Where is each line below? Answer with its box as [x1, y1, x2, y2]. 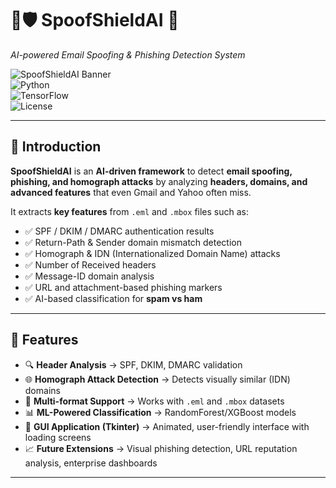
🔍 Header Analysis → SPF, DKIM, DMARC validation [24, 358, 243, 371]
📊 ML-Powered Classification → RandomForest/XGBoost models [24, 406, 297, 418]
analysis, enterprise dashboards [24, 457, 158, 469]
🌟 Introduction [10, 138, 102, 156]
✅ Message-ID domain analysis [24, 270, 155, 282]
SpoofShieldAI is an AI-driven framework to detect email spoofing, [10, 165, 293, 177]
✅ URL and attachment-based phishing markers [24, 281, 223, 293]
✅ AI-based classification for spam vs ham [24, 292, 203, 304]
